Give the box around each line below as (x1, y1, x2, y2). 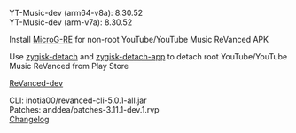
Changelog (9, 114, 50, 124)
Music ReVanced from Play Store (9, 61, 129, 71)
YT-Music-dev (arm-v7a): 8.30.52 (9, 17, 133, 27)
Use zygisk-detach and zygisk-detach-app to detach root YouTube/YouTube (9, 51, 288, 61)
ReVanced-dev (9, 78, 64, 88)
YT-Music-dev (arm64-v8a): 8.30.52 (9, 8, 144, 18)
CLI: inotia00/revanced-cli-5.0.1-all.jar (9, 95, 147, 106)
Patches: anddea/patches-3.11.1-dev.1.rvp (9, 105, 160, 114)
